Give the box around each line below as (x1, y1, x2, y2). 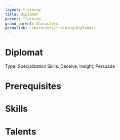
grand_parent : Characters (5, 21, 58, 26)
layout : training (5, 7, 41, 12)
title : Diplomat (5, 12, 39, 17)
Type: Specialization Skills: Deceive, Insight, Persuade (5, 63, 115, 69)
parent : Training (5, 16, 41, 21)
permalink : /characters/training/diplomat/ (5, 26, 96, 31)
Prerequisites (5, 81, 62, 92)
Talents (5, 126, 37, 137)
